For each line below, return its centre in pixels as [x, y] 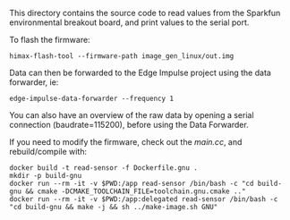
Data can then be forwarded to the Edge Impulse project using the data [140, 72]
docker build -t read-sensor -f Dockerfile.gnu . [104, 168]
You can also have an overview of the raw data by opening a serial [132, 115]
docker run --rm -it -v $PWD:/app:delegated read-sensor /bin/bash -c [144, 199]
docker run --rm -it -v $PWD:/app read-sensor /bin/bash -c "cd [132, 183]
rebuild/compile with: [48, 152]
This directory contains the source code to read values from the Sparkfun [145, 13]
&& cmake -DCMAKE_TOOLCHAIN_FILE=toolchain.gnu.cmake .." [136, 191]
